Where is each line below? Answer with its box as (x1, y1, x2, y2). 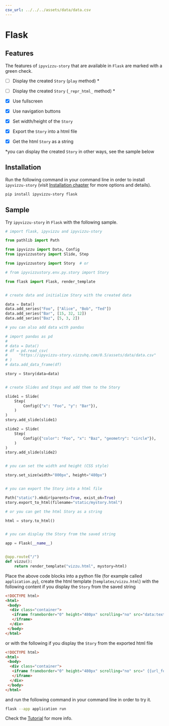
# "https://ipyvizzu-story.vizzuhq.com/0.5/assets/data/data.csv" (5, 353, 156, 358)
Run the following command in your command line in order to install (5, 176, 145, 182)
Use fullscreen (12, 98, 43, 104)
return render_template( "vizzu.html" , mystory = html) (14, 563, 127, 568)
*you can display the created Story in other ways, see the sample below (5, 148, 154, 154)
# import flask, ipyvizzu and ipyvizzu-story (5, 229, 102, 234)
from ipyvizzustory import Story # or (5, 261, 89, 266)
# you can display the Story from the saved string (5, 532, 116, 537)
